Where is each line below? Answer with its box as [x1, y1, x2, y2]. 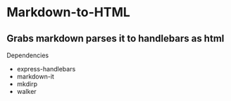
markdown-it [16, 72, 54, 81]
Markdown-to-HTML [6, 4, 131, 20]
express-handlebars [16, 65, 76, 73]
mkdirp [16, 80, 38, 88]
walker [16, 88, 37, 95]
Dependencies [6, 51, 49, 59]
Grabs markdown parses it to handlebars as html [6, 32, 225, 44]
